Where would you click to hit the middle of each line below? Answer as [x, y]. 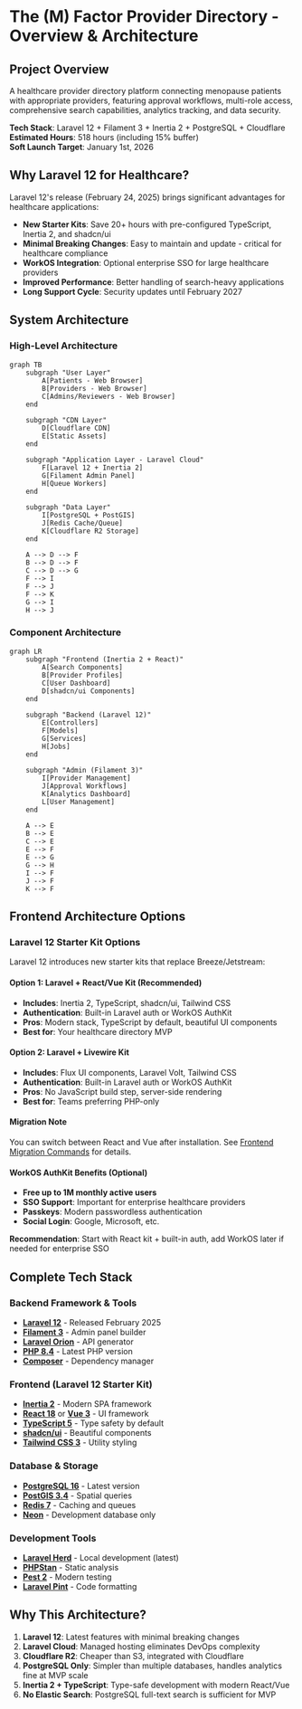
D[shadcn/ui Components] [89, 691]
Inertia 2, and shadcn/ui [66, 233]
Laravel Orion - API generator [78, 1342]
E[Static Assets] [74, 436]
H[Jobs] [56, 746]
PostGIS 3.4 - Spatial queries [77, 1495]
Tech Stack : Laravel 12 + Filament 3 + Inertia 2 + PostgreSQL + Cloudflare [148, 128]
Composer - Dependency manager [88, 1361]
